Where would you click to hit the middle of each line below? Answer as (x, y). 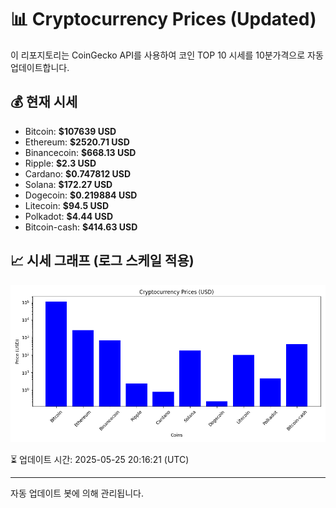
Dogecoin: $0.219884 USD (81, 195)
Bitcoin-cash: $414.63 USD (81, 227)
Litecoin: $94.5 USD (67, 205)
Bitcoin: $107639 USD (70, 131)
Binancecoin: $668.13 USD (80, 152)
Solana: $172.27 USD (68, 184)
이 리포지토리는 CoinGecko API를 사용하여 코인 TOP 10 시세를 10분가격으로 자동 (167, 55)
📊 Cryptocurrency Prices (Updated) (163, 19)
